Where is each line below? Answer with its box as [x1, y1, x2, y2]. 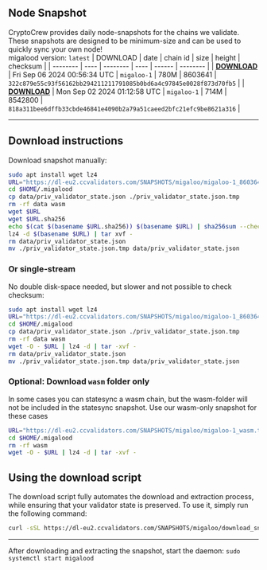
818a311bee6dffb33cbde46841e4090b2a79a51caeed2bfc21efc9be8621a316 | [8, 103, 241, 113]
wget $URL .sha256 [8, 215, 66, 223]
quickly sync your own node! [8, 44, 103, 54]
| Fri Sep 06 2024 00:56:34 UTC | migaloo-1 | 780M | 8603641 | [8, 69, 217, 79]
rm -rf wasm [8, 441, 48, 449]
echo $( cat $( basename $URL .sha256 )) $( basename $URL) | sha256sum [8, 222, 237, 230]
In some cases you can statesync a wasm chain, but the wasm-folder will [8, 394, 248, 404]
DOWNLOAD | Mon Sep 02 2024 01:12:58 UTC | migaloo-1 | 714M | [8, 87, 227, 96]
